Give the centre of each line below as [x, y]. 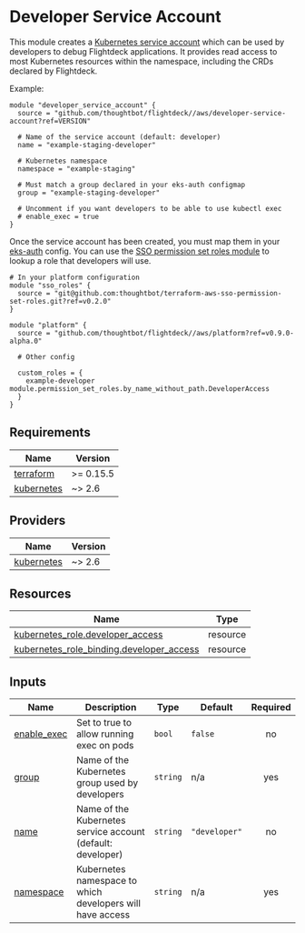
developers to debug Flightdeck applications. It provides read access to [143, 51]
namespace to [107, 881]
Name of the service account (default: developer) [123, 137]
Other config [50, 356]
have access [103, 915]
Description [111, 707]
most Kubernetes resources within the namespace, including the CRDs [142, 61]
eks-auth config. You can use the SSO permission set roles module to [139, 251]
